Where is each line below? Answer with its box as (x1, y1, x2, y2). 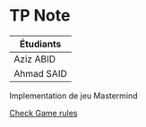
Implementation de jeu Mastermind (9, 90, 138, 101)
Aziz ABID (13, 53, 56, 65)
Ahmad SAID (13, 67, 67, 80)
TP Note (9, 5, 71, 26)
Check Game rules (9, 107, 78, 118)
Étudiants (19, 38, 62, 50)
